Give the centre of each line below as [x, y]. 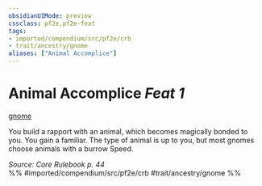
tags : [17, 31]
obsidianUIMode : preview [50, 16]
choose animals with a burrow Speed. [71, 148]
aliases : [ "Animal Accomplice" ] [62, 53]
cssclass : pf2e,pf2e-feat [52, 23]
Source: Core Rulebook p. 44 [56, 164]
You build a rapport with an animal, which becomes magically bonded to [128, 131]
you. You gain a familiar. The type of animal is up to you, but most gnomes [131, 140]
